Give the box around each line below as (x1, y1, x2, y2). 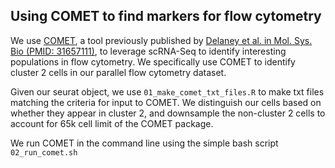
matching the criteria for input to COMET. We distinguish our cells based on (10, 96, 322, 108)
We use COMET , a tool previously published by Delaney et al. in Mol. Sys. (10, 34, 313, 46)
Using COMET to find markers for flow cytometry (10, 8, 322, 25)
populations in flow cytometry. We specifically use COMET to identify (10, 55, 296, 68)
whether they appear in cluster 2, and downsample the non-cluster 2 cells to (10, 107, 326, 119)
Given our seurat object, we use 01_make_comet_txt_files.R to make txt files (10, 85, 325, 98)
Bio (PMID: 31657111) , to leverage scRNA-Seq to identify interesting (10, 45, 287, 57)
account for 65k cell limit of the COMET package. (10, 117, 214, 129)
